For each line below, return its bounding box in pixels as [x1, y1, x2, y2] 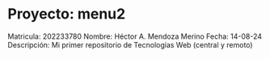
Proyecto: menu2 [7, 5, 126, 23]
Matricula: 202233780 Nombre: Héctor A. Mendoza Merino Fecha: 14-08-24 [7, 31, 263, 41]
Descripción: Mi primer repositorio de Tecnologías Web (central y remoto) [7, 39, 253, 49]
